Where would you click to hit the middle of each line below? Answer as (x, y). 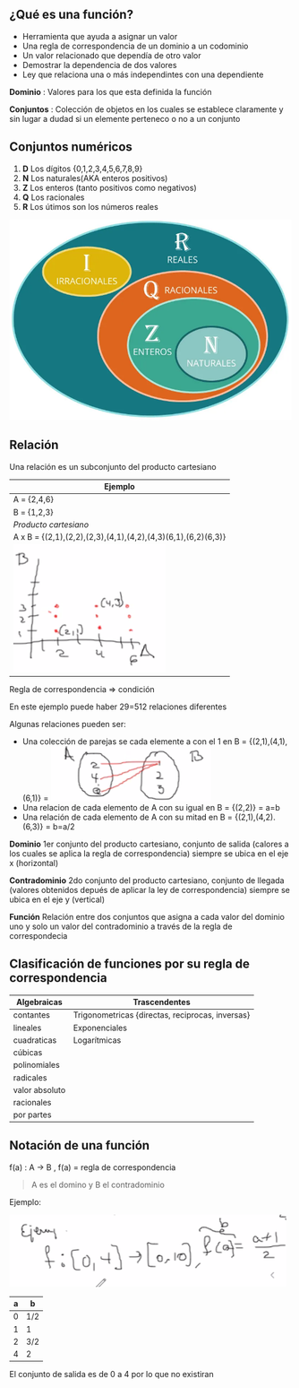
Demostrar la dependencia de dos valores (99, 65)
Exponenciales (100, 1028)
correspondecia (38, 935)
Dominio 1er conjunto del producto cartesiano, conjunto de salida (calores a (149, 844)
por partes (32, 1115)
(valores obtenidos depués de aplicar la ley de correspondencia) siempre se (150, 889)
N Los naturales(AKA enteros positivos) (95, 178)
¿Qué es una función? (72, 15)
